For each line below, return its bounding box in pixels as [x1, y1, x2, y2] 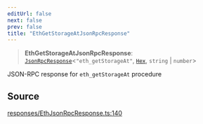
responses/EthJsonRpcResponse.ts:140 [7, 109, 123, 118]
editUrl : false [7, 10, 52, 18]
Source [7, 90, 40, 102]
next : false [7, 17, 42, 24]
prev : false [7, 23, 42, 30]
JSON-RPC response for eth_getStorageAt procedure [7, 70, 162, 78]
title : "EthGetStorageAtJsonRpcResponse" [7, 29, 131, 37]
